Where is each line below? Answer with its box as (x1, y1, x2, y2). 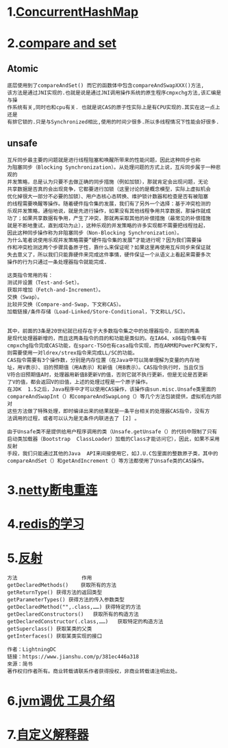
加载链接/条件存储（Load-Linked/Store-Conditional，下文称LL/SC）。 (7, 309, 188, 315)
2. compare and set (7, 36, 116, 51)
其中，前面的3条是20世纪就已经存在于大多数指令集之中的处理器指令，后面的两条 (7, 328, 200, 335)
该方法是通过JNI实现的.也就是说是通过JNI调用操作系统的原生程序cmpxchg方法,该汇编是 (7, 90, 221, 97)
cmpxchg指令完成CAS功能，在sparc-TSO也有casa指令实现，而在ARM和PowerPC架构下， (7, 342, 220, 349)
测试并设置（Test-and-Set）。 (7, 279, 83, 286)
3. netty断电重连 (7, 483, 98, 498)
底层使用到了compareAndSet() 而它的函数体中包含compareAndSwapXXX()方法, (7, 82, 204, 89)
